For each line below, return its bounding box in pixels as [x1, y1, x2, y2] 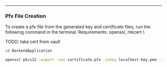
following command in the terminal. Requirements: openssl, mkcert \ [5, 29, 145, 35]
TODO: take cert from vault [5, 39, 61, 45]
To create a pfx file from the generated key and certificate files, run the [5, 24, 151, 30]
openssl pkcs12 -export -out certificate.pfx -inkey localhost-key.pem [5, 58, 157, 63]
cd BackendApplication [5, 48, 52, 54]
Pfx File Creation [5, 12, 46, 19]
